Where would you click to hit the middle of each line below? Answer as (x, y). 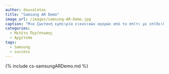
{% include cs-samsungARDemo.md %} (47, 66)
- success (20, 51)
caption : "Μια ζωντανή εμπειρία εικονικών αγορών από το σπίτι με (76, 24)
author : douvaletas (26, 10)
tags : (11, 42)
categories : (18, 28)
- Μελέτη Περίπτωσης (31, 33)
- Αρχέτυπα (21, 38)
